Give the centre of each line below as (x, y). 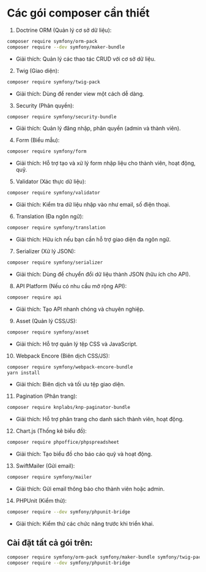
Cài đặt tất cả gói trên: (50, 543)
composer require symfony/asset (48, 332)
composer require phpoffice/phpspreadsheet (63, 442)
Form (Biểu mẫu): (38, 140)
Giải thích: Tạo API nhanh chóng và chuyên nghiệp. (80, 309)
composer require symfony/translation (56, 228)
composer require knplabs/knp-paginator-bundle (69, 408)
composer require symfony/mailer (50, 477)
